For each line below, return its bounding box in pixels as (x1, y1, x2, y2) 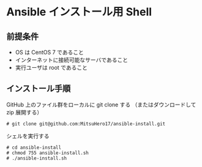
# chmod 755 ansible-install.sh (6, 150, 89, 156)
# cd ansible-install (6, 144, 62, 150)
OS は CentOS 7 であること (15, 49, 84, 56)
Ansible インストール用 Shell (6, 5, 152, 19)
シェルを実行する (6, 132, 50, 139)
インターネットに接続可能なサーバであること (15, 56, 129, 64)
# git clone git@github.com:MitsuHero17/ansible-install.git (6, 121, 166, 127)
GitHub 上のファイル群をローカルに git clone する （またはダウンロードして (6, 101, 196, 108)
